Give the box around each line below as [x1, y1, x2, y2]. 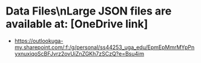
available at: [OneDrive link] [5, 17, 148, 31]
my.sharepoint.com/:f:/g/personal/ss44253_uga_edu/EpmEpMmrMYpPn [14, 44, 195, 51]
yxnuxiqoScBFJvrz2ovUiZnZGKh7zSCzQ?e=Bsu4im [14, 50, 145, 57]
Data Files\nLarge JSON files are [5, 4, 172, 18]
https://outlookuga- [14, 37, 64, 44]
